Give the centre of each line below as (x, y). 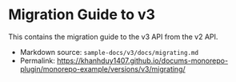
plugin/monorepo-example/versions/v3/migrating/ (102, 68)
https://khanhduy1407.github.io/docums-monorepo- (143, 61)
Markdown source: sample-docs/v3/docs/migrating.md (109, 52)
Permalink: (38, 61)
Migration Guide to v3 (82, 15)
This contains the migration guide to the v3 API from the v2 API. (113, 37)
